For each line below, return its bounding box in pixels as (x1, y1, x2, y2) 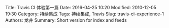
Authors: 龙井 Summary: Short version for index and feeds (5, 17, 127, 23)
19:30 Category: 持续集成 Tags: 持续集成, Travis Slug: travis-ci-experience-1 (5, 11, 164, 17)
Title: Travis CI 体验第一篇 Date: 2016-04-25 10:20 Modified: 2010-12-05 (5, 5, 156, 10)
